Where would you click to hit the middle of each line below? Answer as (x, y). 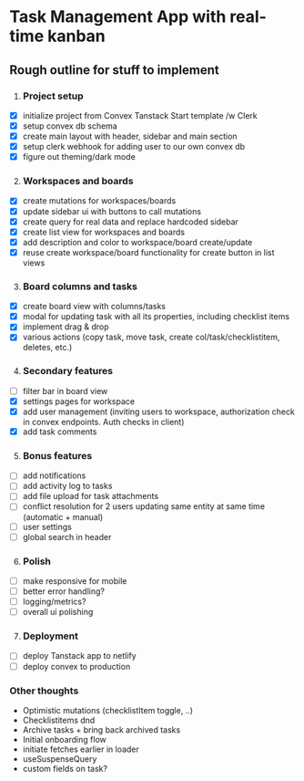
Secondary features (68, 371)
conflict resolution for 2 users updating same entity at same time (144, 506)
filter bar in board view (65, 390)
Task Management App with (118, 17)
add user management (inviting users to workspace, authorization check (159, 411)
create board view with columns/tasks (94, 307)
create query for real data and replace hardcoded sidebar (131, 222)
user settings (47, 526)
